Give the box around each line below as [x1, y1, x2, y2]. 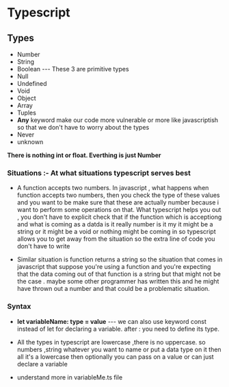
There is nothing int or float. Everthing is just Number [7, 151, 161, 159]
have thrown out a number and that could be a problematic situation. [16, 285, 211, 293]
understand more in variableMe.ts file [16, 373, 123, 382]
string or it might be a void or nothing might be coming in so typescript [16, 228, 217, 236]
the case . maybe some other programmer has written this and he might [16, 277, 219, 285]
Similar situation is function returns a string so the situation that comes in [16, 255, 223, 263]
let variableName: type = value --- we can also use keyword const [16, 317, 207, 325]
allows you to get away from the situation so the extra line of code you [16, 235, 215, 243]
